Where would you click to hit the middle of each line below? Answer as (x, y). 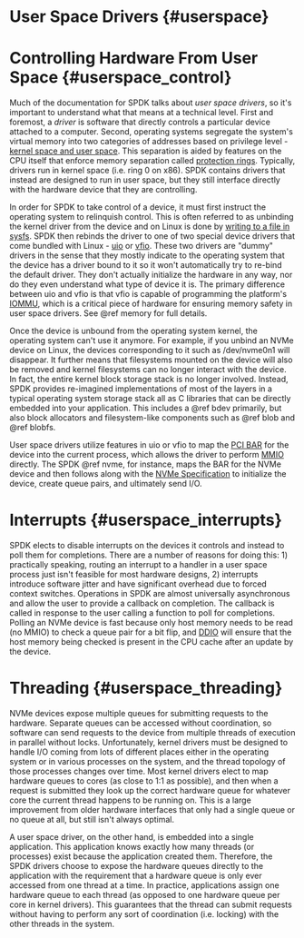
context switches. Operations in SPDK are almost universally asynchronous (150, 594)
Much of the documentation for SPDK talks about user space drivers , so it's (151, 103)
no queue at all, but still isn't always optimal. (92, 820)
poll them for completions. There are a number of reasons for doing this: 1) (149, 555)
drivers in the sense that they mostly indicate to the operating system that (147, 255)
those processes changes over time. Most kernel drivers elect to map (139, 771)
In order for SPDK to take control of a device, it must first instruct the (137, 207)
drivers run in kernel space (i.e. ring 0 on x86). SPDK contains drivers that (147, 171)
